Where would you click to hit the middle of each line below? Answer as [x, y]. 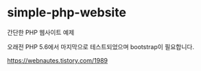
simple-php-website [67, 13]
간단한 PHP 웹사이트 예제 [41, 32]
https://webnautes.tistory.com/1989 [58, 60]
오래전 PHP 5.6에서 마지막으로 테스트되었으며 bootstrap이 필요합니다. [100, 46]
